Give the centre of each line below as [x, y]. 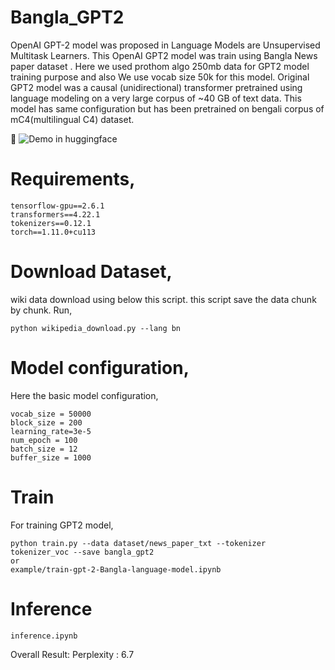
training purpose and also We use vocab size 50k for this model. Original [160, 77]
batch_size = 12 [44, 449]
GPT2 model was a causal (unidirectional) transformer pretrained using [156, 87]
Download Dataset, [91, 272]
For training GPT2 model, [62, 525]
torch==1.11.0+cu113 [53, 232]
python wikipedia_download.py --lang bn [96, 328]
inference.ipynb [44, 636]
